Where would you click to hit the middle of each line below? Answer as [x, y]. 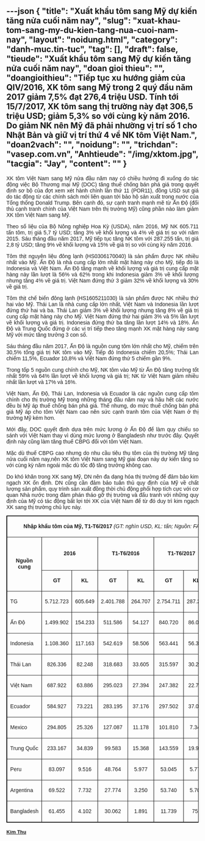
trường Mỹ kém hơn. [31, 418]
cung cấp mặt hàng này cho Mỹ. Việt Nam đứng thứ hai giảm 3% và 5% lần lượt [103, 316]
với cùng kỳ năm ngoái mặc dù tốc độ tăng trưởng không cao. [79, 465]
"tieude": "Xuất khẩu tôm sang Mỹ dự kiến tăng [99, 59]
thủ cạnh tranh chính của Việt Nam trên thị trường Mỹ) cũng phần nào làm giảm [103, 209]
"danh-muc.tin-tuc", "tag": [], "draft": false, [92, 49]
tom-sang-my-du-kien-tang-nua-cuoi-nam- [92, 30]
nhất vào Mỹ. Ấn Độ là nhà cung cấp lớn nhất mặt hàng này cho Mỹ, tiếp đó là [103, 262]
